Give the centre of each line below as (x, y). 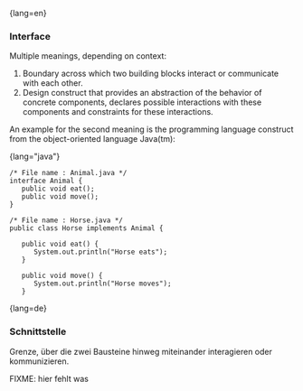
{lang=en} (28, 13)
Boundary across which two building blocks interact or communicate (151, 74)
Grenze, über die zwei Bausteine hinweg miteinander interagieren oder (141, 351)
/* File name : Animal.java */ (68, 173)
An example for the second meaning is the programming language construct (151, 129)
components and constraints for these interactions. (118, 112)
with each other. (52, 83)
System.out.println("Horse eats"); (100, 252)
